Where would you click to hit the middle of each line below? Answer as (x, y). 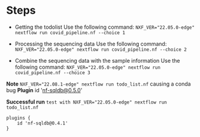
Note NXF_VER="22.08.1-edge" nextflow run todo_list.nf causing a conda (99, 84)
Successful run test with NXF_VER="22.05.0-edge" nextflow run (87, 102)
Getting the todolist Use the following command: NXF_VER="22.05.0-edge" (104, 27)
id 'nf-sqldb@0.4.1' (43, 123)
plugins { (19, 118)
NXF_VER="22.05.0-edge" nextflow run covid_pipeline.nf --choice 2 (101, 49)
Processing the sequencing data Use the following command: (91, 44)
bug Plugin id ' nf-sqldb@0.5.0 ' (44, 90)
